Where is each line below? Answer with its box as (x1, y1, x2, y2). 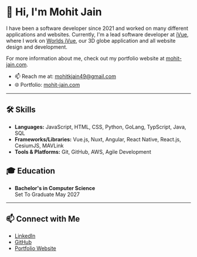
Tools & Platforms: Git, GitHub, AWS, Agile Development (14, 148, 151, 155)
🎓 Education (6, 166, 56, 176)
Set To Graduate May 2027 (14, 191, 80, 198)
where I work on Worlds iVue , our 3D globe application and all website (6, 37, 176, 44)
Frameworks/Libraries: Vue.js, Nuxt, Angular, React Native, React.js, (14, 136, 182, 143)
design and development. (6, 43, 67, 50)
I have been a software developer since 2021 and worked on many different (6, 25, 189, 32)
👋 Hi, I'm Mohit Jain (6, 5, 102, 19)
